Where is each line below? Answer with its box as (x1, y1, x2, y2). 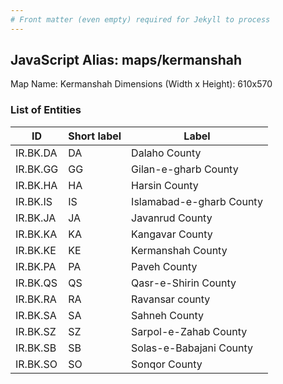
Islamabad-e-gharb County (131, 194, 263, 208)
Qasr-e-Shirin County (131, 276, 237, 290)
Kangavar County (131, 227, 213, 241)
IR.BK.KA (15, 227, 58, 241)
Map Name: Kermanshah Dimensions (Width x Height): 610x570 (10, 78, 273, 90)
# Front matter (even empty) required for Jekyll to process (10, 14, 271, 25)
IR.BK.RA (15, 292, 57, 306)
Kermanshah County (131, 243, 228, 257)
